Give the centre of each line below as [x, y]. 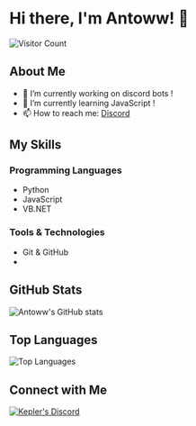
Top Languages [53, 340]
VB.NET [37, 209]
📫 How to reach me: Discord [76, 113]
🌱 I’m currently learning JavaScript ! [89, 103]
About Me [37, 72]
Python [36, 190]
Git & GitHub [45, 252]
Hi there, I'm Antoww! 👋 [99, 18]
